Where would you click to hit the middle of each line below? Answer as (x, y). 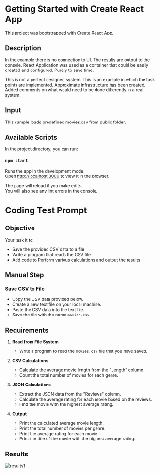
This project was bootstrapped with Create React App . (59, 33)
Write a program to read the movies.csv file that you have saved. (83, 351)
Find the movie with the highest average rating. (66, 404)
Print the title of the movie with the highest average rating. (77, 439)
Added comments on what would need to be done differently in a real (74, 90)
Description (23, 48)
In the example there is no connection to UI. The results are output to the (78, 60)
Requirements (27, 330)
